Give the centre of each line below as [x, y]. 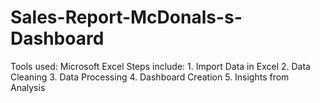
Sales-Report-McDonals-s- [126, 17]
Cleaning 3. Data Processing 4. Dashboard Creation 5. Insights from [150, 77]
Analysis [28, 87]
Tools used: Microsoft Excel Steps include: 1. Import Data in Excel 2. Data [160, 66]
